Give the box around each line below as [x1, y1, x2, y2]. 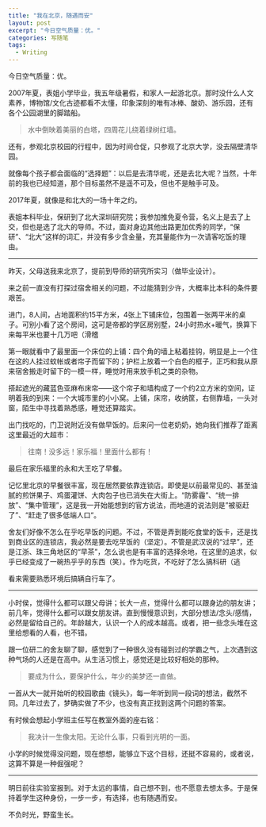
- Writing [15, 48, 47, 56]
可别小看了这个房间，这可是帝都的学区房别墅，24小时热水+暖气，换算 [21, 320, 251, 329]
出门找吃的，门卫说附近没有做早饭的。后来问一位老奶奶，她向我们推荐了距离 [8, 420, 258, 429]
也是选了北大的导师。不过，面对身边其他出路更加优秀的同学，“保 [28, 222, 241, 231]
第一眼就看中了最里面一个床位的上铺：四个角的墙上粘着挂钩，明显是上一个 [8, 347, 251, 356]
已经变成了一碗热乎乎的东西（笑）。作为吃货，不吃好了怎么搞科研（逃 [14, 557, 241, 566]
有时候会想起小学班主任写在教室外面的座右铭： [8, 715, 161, 725]
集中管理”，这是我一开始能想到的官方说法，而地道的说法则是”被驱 [28, 501, 243, 510]
